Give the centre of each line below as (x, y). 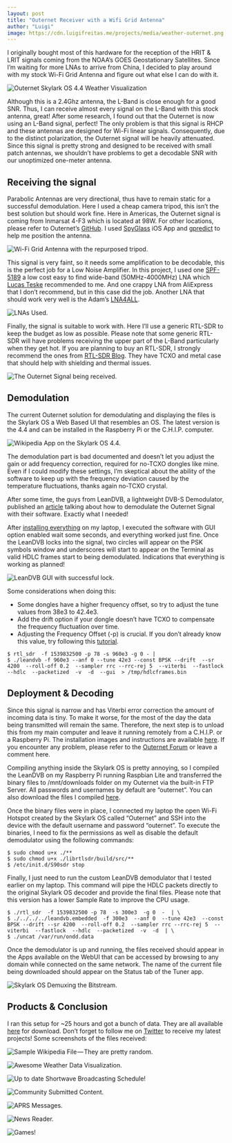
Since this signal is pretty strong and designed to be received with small (109, 145)
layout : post (26, 14)
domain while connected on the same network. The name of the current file (115, 964)
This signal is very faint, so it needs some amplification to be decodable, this (116, 263)
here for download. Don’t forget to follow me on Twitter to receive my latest (114, 1031)
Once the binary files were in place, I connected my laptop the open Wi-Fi (112, 810)
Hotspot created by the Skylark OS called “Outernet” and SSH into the (107, 817)
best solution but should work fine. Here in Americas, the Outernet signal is (114, 214)
